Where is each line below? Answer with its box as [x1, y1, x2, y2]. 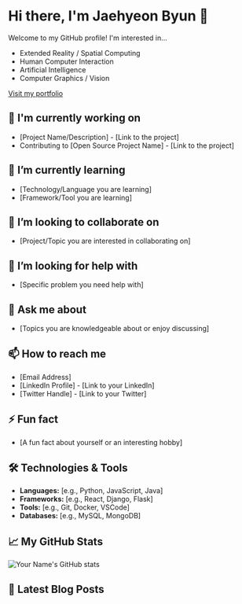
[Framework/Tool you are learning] [19, 193, 132, 202]
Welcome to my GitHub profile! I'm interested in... [8, 33, 167, 42]
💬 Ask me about [8, 303, 86, 316]
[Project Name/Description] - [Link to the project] [19, 132, 179, 142]
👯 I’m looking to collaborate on [8, 215, 159, 229]
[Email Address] [19, 372, 72, 381]
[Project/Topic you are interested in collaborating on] [19, 236, 191, 246]
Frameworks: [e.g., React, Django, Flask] [19, 495, 153, 504]
